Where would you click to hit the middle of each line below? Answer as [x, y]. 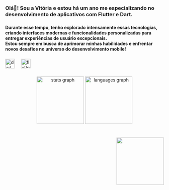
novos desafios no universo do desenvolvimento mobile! [66, 49]
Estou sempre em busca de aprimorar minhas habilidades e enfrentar [79, 43]
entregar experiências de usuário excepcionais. [56, 38]
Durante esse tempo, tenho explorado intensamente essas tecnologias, [81, 27]
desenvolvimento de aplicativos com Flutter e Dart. [69, 14]
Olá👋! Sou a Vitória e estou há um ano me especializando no [80, 8]
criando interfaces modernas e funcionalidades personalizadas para [78, 33]
